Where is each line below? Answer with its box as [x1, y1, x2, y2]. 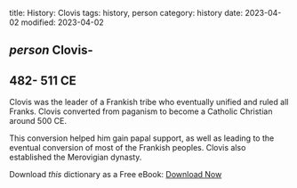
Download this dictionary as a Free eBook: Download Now [9, 169, 222, 180]
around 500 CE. [9, 116, 67, 127]
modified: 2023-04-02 [20, 17, 104, 28]
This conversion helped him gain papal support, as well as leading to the [9, 133, 275, 143]
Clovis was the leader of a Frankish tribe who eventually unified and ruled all [9, 97, 289, 108]
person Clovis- [9, 43, 93, 58]
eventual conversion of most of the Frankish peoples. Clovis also [9, 143, 246, 153]
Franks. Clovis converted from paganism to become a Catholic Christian [9, 106, 273, 117]
